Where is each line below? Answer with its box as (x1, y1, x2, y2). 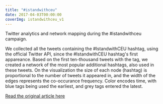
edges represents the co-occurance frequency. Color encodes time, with (5, 78, 157, 84)
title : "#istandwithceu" (5, 7, 57, 13)
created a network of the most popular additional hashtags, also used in (5, 62, 154, 68)
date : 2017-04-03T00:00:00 (5, 12, 62, 17)
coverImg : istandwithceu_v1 (5, 17, 64, 22)
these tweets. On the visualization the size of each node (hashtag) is (5, 67, 147, 73)
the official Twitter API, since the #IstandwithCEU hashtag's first (5, 51, 138, 57)
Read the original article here (5, 93, 65, 99)
